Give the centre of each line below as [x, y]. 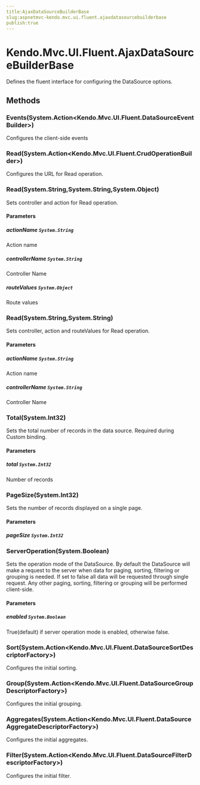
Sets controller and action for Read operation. [62, 202]
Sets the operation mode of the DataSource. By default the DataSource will [98, 564]
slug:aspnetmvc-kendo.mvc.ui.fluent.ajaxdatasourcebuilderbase [87, 17]
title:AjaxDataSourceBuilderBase [48, 12]
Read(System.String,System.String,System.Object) [83, 190]
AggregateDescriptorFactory [49, 727]
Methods [23, 100]
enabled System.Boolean [36, 617]
